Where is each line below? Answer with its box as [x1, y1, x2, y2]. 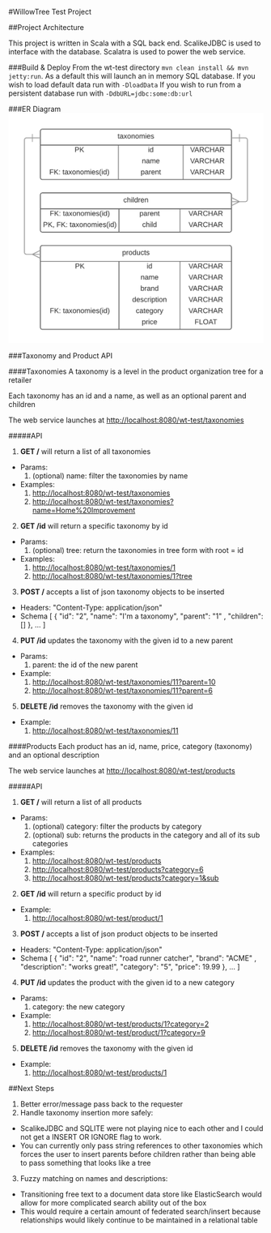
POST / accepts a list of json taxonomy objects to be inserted [19, 587, 225, 597]
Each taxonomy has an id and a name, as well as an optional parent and [8, 391, 247, 400]
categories [32, 839, 69, 849]
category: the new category [32, 1002, 125, 1012]
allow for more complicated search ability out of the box [19, 1198, 207, 1208]
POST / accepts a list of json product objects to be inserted [19, 929, 218, 939]
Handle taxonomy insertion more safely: [19, 1108, 154, 1118]
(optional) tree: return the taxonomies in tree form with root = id [32, 546, 244, 555]
